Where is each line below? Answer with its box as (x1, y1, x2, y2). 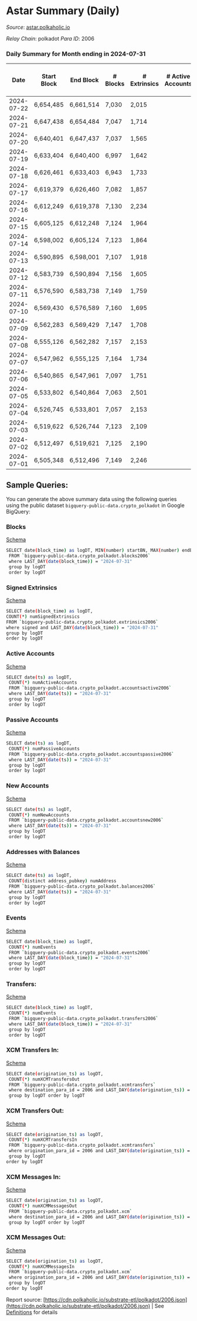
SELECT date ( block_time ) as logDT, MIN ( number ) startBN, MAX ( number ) (6, 548, 180, 554)
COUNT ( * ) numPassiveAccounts (8, 746, 80, 751)
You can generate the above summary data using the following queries (6, 496, 177, 503)
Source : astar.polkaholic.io (6, 24, 70, 31)
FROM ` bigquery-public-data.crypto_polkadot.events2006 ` (8, 949, 151, 955)
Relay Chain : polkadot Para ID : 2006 (6, 35, 95, 42)
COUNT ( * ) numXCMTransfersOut (8, 1076, 80, 1082)
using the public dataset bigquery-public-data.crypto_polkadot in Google (6, 502, 185, 509)
